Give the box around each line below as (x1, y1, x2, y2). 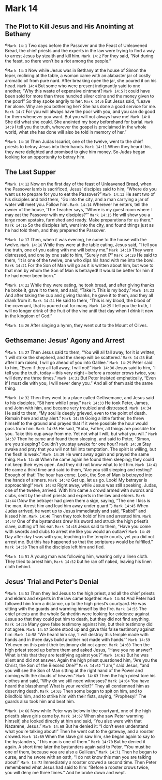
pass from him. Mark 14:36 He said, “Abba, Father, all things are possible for (5, 425, 156, 431)
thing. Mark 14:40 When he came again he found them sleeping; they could (5, 456, 154, 462)
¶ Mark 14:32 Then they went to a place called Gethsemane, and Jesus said (5, 394, 154, 400)
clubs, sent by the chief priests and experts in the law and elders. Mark (5, 492, 145, 498)
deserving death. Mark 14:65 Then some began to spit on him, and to (5, 688, 142, 694)
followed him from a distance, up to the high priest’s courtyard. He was (5, 601, 147, 607)
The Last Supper (5, 168, 56, 176)
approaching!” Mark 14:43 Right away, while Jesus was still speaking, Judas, (5, 482, 158, 488)
